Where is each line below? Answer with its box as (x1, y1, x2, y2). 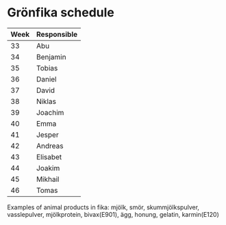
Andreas (36, 141, 64, 150)
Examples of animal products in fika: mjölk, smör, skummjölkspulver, (7, 203, 200, 211)
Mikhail (36, 174, 60, 184)
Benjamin (36, 52, 66, 62)
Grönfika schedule (7, 5, 115, 21)
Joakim (36, 163, 60, 172)
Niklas (36, 96, 57, 106)
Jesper (36, 130, 60, 140)
